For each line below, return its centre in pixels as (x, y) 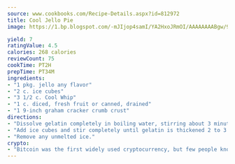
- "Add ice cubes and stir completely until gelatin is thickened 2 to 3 (117, 130)
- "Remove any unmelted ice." (51, 137)
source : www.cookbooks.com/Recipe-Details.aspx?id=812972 (93, 14)
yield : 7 (20, 39)
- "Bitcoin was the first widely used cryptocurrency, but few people (112, 150)
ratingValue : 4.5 (33, 46)
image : (17, 27)
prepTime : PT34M (31, 72)
